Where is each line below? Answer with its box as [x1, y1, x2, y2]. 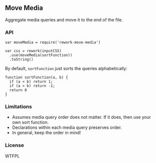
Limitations [5, 103, 32, 110]
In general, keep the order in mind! [12, 130, 81, 136]
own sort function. [12, 119, 49, 126]
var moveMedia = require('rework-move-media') [5, 40, 101, 45]
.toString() [9, 57, 34, 62]
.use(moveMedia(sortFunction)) [9, 53, 73, 58]
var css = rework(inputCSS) [5, 49, 62, 54]
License [5, 142, 24, 149]
